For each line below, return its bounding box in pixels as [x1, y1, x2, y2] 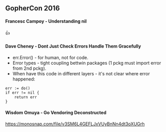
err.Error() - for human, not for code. [12, 54, 89, 60]
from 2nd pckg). [12, 65, 46, 71]
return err [14, 95, 37, 100]
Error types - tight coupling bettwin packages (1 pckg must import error [12, 60, 161, 66]
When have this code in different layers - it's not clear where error [12, 70, 150, 76]
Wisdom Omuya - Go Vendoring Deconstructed [5, 110, 107, 116]
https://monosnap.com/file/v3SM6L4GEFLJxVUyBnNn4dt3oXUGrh [5, 121, 145, 127]
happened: [12, 76, 35, 82]
